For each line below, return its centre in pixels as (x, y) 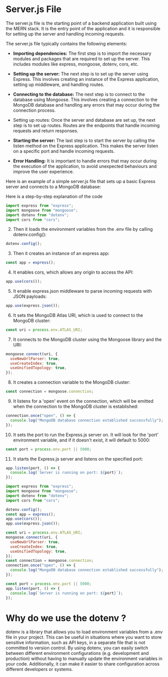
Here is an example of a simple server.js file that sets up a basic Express (80, 181)
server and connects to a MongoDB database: (53, 187)
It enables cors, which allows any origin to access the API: (73, 272)
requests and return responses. (46, 131)
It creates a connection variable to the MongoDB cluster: (71, 382)
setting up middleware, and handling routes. (59, 84)
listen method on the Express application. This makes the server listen (86, 146)
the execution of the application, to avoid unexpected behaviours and (85, 166)
